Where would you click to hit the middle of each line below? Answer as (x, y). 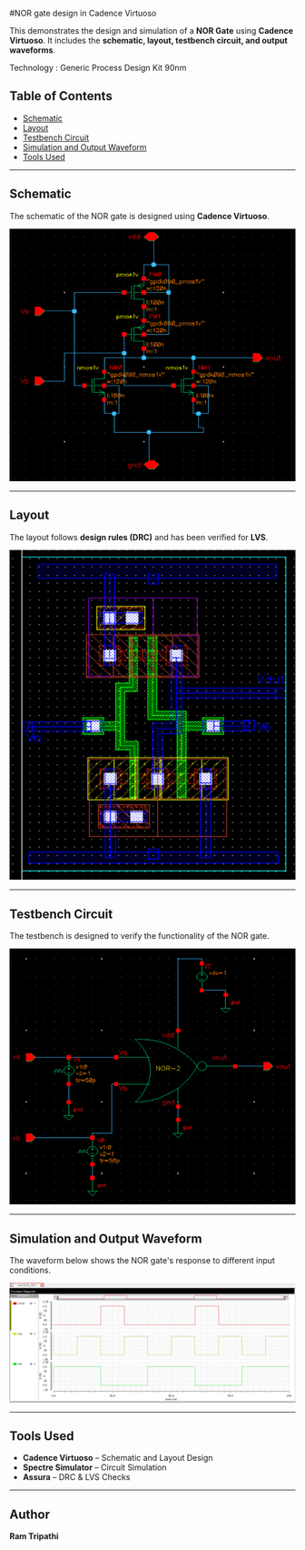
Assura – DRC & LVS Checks (76, 1477)
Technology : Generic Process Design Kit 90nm (98, 68)
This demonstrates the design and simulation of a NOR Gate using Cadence (151, 30)
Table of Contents (61, 96)
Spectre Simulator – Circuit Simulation (94, 1467)
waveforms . (33, 50)
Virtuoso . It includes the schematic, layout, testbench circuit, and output (148, 40)
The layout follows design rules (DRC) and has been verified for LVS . (139, 537)
